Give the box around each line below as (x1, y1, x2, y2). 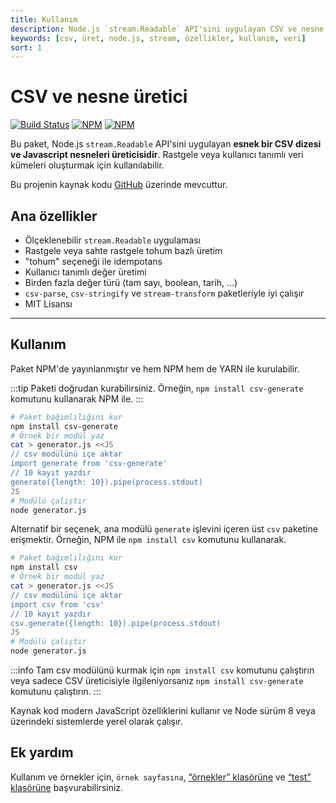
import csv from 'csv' (10, 599, 105, 610)
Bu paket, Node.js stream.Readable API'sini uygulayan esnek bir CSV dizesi (10, 138, 322, 150)
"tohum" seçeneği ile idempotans (24, 256, 163, 267)
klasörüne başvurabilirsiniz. (10, 781, 124, 793)
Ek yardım (10, 744, 74, 761)
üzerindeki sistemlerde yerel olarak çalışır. (10, 716, 183, 728)
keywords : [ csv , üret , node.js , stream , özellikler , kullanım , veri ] (10, 33, 307, 43)
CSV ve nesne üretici (10, 86, 188, 108)
